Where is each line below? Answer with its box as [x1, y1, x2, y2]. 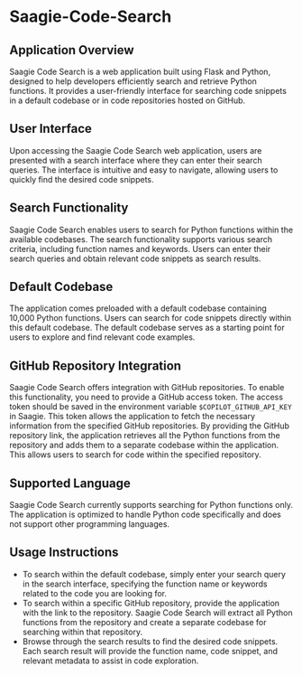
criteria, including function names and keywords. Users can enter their [9, 243, 271, 254]
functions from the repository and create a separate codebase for [22, 616, 267, 627]
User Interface [9, 121, 93, 136]
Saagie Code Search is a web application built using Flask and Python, [9, 66, 271, 77]
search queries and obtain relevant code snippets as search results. [9, 253, 261, 264]
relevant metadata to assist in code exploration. [22, 655, 199, 666]
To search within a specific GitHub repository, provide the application [22, 597, 280, 608]
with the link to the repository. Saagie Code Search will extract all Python [22, 607, 293, 618]
